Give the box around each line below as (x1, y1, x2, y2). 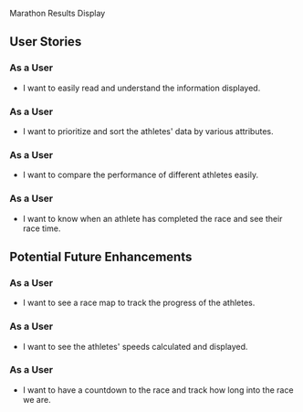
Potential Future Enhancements (9, 248, 193, 264)
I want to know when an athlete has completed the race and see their (22, 213, 283, 224)
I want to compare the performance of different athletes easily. (22, 169, 258, 181)
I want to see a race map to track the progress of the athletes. (22, 297, 256, 309)
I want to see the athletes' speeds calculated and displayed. (22, 341, 248, 352)
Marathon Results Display (9, 8, 106, 18)
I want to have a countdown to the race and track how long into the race (22, 384, 294, 396)
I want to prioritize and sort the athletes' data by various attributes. (22, 125, 274, 136)
